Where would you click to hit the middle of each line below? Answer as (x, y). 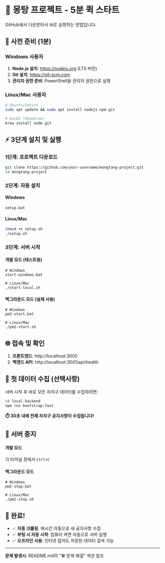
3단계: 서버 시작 (23, 247)
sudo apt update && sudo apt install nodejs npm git (60, 109)
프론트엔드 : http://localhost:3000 (45, 356)
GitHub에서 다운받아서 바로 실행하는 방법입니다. (51, 25)
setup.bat (15, 208)
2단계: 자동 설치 (23, 186)
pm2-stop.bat (18, 486)
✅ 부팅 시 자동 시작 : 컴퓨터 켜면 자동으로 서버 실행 (59, 535)
